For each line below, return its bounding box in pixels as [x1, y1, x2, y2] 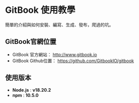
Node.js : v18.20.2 [12, 87, 51, 93]
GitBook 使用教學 [5, 4, 76, 16]
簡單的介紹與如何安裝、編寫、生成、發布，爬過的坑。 [5, 22, 114, 28]
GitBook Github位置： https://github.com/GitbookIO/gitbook [12, 58, 135, 64]
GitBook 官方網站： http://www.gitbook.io [12, 51, 97, 57]
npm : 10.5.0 [12, 92, 39, 98]
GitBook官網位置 [5, 37, 57, 46]
